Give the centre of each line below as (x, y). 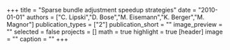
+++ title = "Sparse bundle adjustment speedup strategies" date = (101, 10)
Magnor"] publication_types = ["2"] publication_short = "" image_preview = (115, 24)
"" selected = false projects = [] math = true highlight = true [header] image (115, 32)
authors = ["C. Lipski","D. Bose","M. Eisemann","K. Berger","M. (115, 17)
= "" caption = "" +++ (38, 39)
